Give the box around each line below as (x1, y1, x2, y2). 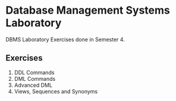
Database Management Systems (5, 4, 171, 17)
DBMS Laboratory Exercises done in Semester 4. (5, 36, 125, 43)
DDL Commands (14, 69, 55, 76)
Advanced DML (14, 81, 53, 89)
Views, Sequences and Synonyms (14, 87, 98, 95)
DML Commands (14, 75, 56, 82)
